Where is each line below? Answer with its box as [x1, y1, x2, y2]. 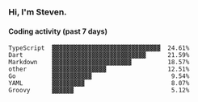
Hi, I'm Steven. [8, 6, 67, 18]
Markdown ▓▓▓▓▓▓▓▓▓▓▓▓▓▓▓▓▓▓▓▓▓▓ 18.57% [8, 59, 190, 67]
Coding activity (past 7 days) [8, 27, 107, 36]
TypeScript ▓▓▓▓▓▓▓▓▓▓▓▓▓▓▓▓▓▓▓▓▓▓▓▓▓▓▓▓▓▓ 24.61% [8, 44, 190, 52]
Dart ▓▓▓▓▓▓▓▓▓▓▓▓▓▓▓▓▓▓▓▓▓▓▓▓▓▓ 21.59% [8, 51, 190, 59]
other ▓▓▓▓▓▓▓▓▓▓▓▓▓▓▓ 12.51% [8, 65, 190, 74]
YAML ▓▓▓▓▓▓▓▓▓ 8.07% [8, 80, 190, 88]
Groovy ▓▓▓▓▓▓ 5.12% [8, 87, 190, 95]
